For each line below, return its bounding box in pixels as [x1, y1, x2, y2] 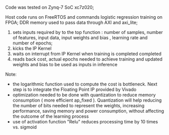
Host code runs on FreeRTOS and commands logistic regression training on [5, 14, 163, 20]
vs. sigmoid [12, 124, 37, 130]
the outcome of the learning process [12, 113, 89, 119]
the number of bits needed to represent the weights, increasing [12, 103, 145, 108]
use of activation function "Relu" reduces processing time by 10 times [12, 119, 158, 124]
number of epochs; [12, 40, 53, 46]
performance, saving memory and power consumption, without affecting [12, 108, 164, 114]
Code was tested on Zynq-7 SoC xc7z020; [5, 5, 95, 10]
